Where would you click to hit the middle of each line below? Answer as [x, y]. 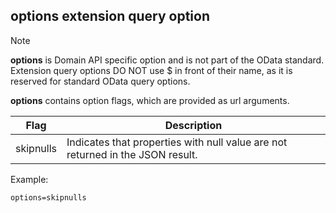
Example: [29, 179]
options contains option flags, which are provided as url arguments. [150, 100]
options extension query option [110, 16]
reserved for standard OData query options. [100, 81]
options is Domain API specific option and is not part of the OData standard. [167, 60]
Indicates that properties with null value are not [177, 142]
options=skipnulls [48, 197]
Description [193, 125]
